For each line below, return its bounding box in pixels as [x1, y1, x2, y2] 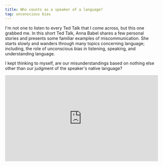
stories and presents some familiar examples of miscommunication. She [5, 35, 149, 41]
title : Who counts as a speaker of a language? [5, 7, 103, 12]
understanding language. [5, 50, 55, 56]
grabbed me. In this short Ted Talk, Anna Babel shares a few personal [5, 30, 144, 36]
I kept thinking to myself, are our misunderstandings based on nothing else [5, 60, 154, 66]
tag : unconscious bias [5, 12, 51, 17]
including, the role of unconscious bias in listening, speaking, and [5, 46, 136, 51]
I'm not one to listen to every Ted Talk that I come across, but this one [5, 25, 145, 31]
